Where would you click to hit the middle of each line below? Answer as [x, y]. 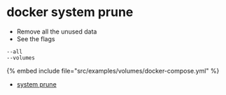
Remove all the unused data [57, 31]
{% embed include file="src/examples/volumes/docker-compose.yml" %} [113, 71]
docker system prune [70, 12]
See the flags [36, 38]
